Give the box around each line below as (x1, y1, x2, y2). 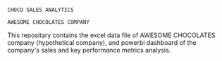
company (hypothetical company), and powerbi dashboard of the (7, 39, 197, 46)
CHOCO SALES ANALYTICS (7, 6, 74, 13)
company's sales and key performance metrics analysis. (7, 46, 171, 54)
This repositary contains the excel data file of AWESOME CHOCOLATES (7, 31, 216, 39)
